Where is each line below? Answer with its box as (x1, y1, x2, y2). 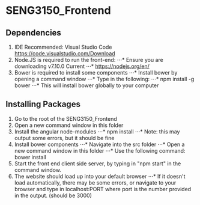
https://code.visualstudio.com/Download (14, 50, 115, 57)
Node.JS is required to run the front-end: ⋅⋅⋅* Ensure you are (14, 57, 163, 63)
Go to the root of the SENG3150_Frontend (14, 115, 118, 122)
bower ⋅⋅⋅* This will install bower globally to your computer (14, 82, 159, 89)
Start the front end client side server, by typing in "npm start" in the (14, 160, 181, 167)
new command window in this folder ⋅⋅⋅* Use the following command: (14, 147, 186, 154)
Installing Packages (5, 99, 80, 109)
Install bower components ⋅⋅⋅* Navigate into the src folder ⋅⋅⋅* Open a (14, 141, 185, 148)
